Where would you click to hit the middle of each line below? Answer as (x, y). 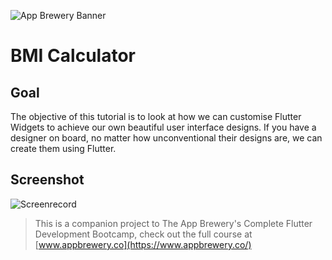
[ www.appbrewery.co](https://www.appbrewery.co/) (143, 244)
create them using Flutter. (63, 148)
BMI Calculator (73, 56)
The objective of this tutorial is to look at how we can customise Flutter (156, 116)
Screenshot (47, 180)
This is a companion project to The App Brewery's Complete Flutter (173, 223)
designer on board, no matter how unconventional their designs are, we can (166, 138)
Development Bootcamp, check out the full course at (143, 234)
